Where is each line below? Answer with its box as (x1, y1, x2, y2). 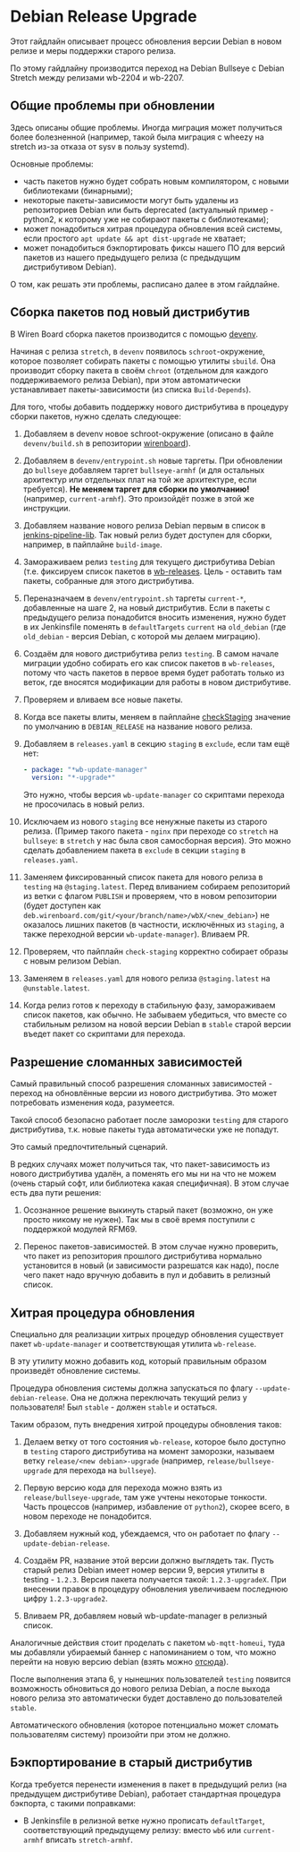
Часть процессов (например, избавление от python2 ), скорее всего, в (22, 1501, 290, 1512)
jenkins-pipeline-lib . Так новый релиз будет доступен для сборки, (22, 529, 272, 540)
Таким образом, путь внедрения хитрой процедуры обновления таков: (10, 1419, 282, 1429)
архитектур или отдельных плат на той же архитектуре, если (22, 474, 257, 484)
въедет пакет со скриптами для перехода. (22, 1028, 186, 1040)
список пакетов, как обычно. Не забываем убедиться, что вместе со (22, 1009, 287, 1020)
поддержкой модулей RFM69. (22, 1224, 137, 1235)
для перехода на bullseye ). (53, 1464, 157, 1475)
